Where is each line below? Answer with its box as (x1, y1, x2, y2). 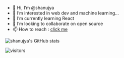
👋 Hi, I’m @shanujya (12, 5, 54, 10)
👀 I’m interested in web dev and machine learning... (12, 10, 119, 16)
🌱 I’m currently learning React (12, 15, 75, 21)
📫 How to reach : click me (12, 26, 68, 32)
